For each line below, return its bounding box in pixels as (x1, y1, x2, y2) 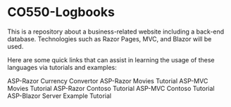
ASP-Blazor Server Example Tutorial (7, 92, 111, 100)
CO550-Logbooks (7, 4, 115, 20)
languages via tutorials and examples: (7, 63, 118, 71)
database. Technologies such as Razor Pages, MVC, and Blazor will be (7, 34, 212, 43)
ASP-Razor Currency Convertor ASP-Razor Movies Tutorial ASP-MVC (7, 76, 208, 85)
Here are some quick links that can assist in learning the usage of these (7, 55, 215, 64)
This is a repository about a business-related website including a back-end (7, 27, 225, 36)
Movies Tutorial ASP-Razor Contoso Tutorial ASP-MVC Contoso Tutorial (7, 84, 215, 92)
